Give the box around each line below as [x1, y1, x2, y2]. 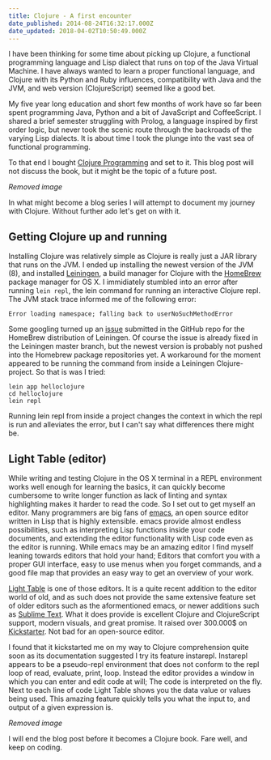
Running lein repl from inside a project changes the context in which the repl [8, 411, 263, 421]
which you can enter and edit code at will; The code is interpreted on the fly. [8, 677, 263, 686]
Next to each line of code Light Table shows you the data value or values [8, 686, 251, 694]
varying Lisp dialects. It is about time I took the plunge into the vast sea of [8, 134, 255, 143]
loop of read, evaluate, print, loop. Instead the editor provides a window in [8, 669, 255, 677]
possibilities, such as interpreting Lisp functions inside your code [8, 525, 225, 534]
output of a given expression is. [8, 703, 113, 712]
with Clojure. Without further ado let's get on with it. [8, 206, 181, 216]
